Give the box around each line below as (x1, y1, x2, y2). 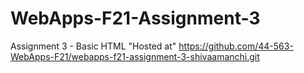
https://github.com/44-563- (178, 40, 294, 52)
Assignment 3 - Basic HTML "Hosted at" (10, 40, 177, 52)
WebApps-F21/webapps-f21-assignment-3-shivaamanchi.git (10, 50, 260, 62)
